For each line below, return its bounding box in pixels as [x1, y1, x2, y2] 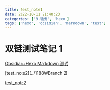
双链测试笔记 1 [5, 44, 63, 54]
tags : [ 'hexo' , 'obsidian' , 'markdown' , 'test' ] [5, 21, 106, 26]
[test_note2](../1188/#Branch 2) [5, 70, 68, 76]
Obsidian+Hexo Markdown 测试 [5, 61, 69, 67]
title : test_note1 [5, 7, 43, 12]
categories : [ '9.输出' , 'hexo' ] [5, 16, 69, 21]
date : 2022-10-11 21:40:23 [5, 12, 60, 17]
